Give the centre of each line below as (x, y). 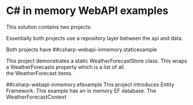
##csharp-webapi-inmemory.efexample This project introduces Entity (90, 84)
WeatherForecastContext (36, 97)
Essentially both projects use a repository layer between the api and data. (94, 38)
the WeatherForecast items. (39, 73)
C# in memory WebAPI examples (87, 11)
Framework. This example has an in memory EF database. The (81, 90)
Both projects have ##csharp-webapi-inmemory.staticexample (82, 49)
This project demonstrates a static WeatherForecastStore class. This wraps (96, 61)
